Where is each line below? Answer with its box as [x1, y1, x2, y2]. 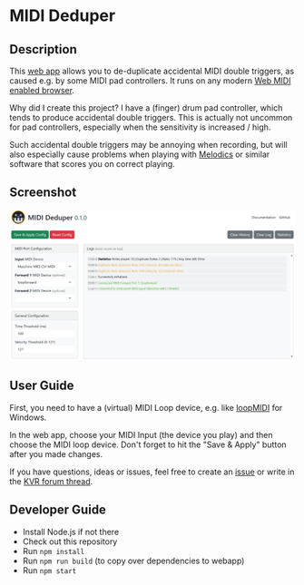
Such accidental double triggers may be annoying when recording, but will [9, 140, 288, 150]
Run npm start [22, 564, 77, 576]
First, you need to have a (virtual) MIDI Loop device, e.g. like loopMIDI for [9, 402, 283, 413]
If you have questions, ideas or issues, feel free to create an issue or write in [9, 466, 295, 477]
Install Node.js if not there [22, 526, 120, 537]
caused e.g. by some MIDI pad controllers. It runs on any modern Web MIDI [9, 75, 291, 86]
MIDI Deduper [9, 5, 116, 26]
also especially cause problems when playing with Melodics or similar [9, 149, 270, 160]
